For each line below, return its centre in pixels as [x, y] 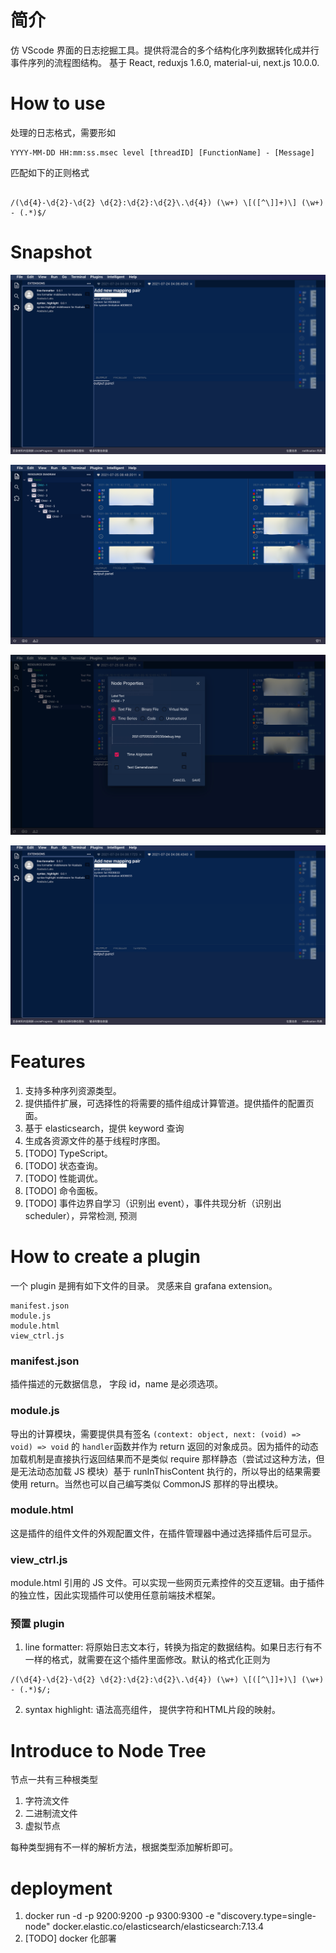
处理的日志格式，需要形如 [63, 132]
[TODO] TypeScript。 [68, 1153]
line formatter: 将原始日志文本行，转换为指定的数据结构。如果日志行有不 [173, 1647]
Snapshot [51, 252]
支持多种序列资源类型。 [73, 1090]
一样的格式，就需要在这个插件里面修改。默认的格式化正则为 [147, 1660]
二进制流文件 [51, 1813]
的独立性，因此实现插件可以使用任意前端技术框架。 [115, 1595]
